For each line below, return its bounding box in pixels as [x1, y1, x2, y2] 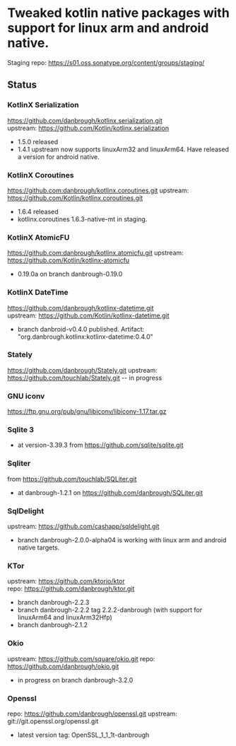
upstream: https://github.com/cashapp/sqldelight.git [7, 522, 160, 530]
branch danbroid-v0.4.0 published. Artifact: [17, 325, 145, 333]
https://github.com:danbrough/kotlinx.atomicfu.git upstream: [7, 249, 184, 257]
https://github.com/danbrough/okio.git [7, 662, 119, 670]
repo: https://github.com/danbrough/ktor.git [7, 585, 135, 593]
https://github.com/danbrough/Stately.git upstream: [7, 366, 158, 374]
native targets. [17, 543, 60, 552]
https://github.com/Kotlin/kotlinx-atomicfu [7, 256, 129, 264]
